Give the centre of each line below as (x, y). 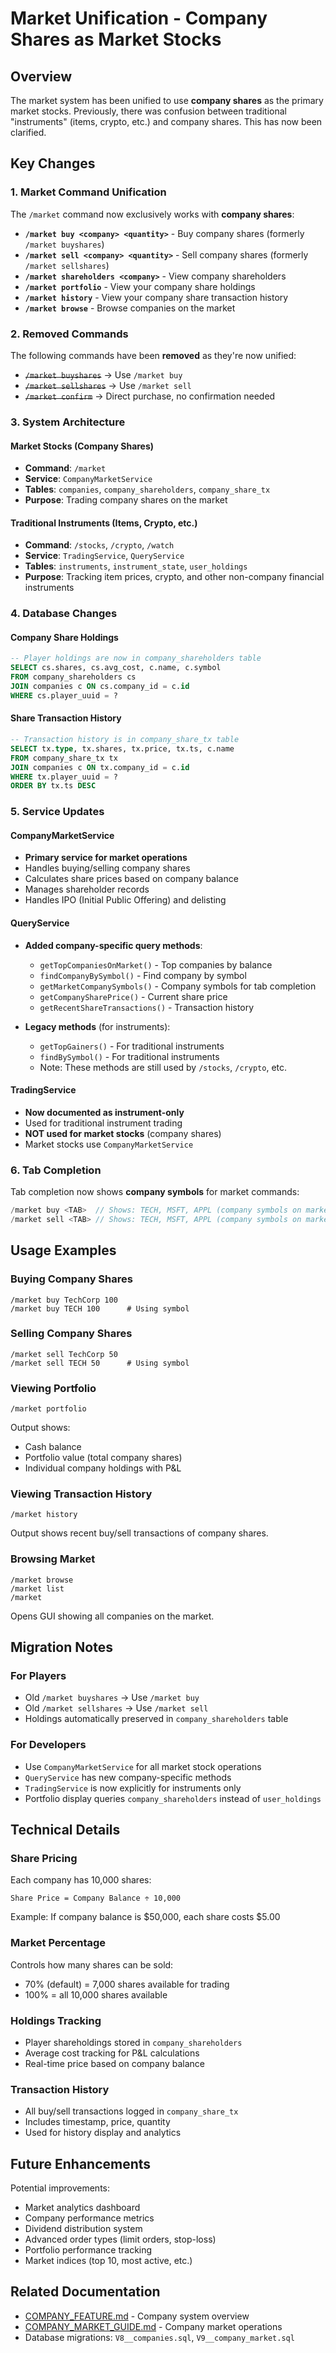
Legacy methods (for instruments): (97, 1026)
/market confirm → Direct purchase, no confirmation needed (150, 396)
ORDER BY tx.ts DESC (53, 786)
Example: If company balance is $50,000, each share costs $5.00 (145, 1917)
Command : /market (65, 468)
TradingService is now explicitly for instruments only (133, 1788)
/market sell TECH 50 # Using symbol (100, 1363)
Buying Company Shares (71, 1279)
